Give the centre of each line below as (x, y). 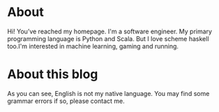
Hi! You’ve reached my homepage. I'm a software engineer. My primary (110, 31)
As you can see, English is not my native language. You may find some (108, 93)
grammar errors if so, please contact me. (66, 101)
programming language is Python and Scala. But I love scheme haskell (108, 38)
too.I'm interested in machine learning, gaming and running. (93, 46)
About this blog (53, 74)
